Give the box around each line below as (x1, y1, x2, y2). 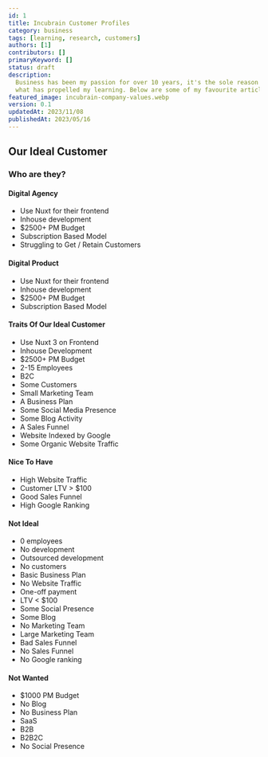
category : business (8, 26, 73, 34)
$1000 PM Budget (19, 691, 80, 700)
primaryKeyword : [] (8, 57, 73, 65)
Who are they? (8, 169, 66, 180)
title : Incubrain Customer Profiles (8, 19, 130, 27)
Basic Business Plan (19, 571, 86, 580)
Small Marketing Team (19, 388, 94, 398)
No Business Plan (19, 708, 78, 717)
